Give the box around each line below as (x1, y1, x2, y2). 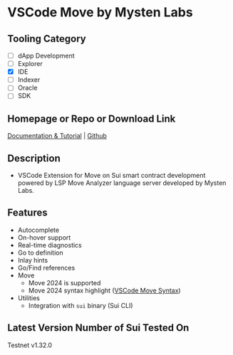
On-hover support (17, 233, 71, 242)
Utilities (17, 293, 41, 302)
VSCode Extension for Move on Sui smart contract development (17, 171, 206, 179)
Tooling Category (7, 33, 87, 45)
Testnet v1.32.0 (7, 341, 52, 349)
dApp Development (17, 51, 75, 60)
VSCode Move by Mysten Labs (7, 4, 194, 21)
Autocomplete (17, 226, 59, 234)
